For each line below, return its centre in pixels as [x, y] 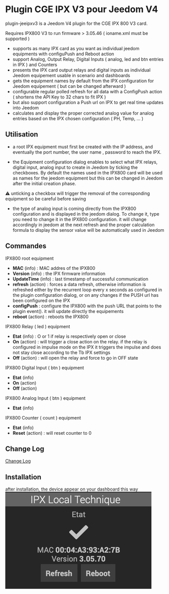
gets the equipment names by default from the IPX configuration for [83, 81]
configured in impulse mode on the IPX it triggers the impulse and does [87, 347]
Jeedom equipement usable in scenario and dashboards [71, 75]
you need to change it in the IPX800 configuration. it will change [79, 219]
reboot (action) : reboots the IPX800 [50, 317]
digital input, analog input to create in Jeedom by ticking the [75, 167]
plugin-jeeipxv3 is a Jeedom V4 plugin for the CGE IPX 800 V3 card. [76, 23]
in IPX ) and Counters [35, 64]
